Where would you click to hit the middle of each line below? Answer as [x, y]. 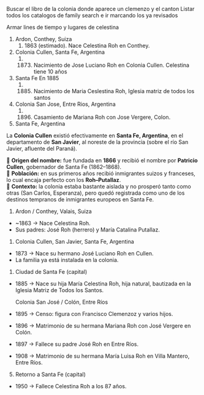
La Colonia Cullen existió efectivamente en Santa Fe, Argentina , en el [95, 135]
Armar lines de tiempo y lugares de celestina [63, 27]
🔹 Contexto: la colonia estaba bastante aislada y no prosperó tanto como [99, 186]
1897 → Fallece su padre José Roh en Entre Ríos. [77, 344]
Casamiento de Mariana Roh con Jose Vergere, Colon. [102, 117]
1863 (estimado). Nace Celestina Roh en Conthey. [87, 46]
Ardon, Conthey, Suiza [43, 39]
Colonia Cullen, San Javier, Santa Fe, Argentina [75, 242]
